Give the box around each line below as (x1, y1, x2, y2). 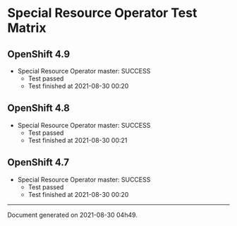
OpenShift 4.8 (7, 102, 71, 114)
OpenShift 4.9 (7, 48, 71, 60)
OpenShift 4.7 (7, 157, 69, 169)
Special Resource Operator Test (7, 5, 197, 21)
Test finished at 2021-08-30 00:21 (28, 136, 128, 144)
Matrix (7, 20, 47, 36)
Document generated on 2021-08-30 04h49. (7, 210, 138, 219)
